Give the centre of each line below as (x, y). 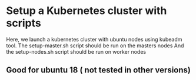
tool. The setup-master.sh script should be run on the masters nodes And (95, 46)
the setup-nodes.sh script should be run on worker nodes (76, 51)
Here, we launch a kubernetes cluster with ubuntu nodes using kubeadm (94, 39)
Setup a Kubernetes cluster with (87, 11)
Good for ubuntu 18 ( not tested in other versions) (99, 70)
